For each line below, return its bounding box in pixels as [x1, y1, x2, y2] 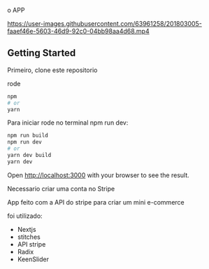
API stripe [17, 240, 46, 248]
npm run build [7, 132, 49, 139]
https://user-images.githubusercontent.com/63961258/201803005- [7, 20, 203, 27]
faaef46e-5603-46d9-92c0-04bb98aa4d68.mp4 [7, 27, 150, 35]
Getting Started [7, 47, 76, 59]
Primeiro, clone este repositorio [7, 66, 98, 74]
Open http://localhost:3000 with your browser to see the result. [7, 171, 190, 179]
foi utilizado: [7, 212, 43, 220]
